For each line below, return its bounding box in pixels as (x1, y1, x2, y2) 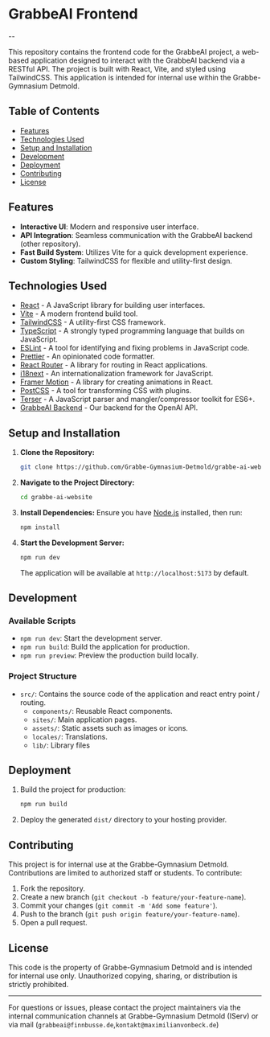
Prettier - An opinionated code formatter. (19, 351, 155, 362)
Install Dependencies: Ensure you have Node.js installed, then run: (19, 507, 243, 517)
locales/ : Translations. (31, 732, 108, 741)
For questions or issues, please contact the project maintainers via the (8, 1002, 241, 1012)
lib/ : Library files (31, 740, 91, 750)
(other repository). (19, 239, 81, 248)
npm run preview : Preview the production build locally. (19, 650, 199, 660)
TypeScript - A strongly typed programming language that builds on (19, 326, 245, 336)
